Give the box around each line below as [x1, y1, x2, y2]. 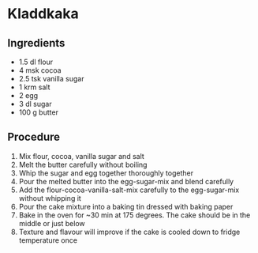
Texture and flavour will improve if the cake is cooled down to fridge [18, 227, 241, 236]
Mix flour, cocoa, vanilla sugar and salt [18, 151, 145, 160]
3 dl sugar [18, 100, 52, 108]
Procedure [7, 130, 61, 144]
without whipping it [18, 193, 82, 202]
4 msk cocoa [18, 66, 62, 75]
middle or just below [18, 218, 85, 228]
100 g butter [18, 108, 58, 117]
